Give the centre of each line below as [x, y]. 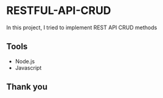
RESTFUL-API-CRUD [59, 11]
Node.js [25, 61]
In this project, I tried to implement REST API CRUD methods [82, 27]
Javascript [28, 68]
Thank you [27, 87]
